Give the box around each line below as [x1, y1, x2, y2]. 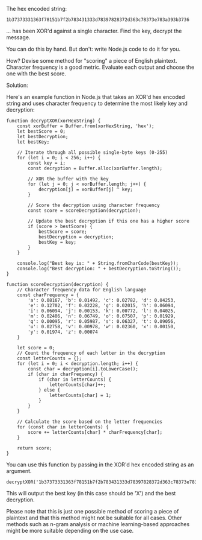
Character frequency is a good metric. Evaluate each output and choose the [6, 63, 195, 71]
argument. [6, 468, 32, 474]
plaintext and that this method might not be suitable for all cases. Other [6, 514, 182, 521]
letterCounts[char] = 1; [49, 392, 112, 398]
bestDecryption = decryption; [38, 234, 114, 240]
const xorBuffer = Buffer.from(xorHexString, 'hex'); [17, 123, 155, 129]
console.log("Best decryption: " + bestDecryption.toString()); [17, 265, 182, 272]
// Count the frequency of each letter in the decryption [17, 350, 165, 356]
